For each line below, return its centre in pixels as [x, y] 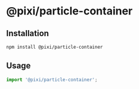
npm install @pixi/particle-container [55, 47]
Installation [28, 33]
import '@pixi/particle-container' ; [52, 79]
